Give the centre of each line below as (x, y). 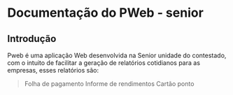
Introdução (32, 39)
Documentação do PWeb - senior (106, 13)
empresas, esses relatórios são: (53, 70)
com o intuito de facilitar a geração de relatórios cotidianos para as (104, 63)
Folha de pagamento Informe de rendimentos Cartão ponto (109, 84)
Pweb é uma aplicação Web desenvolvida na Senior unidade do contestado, (117, 55)
